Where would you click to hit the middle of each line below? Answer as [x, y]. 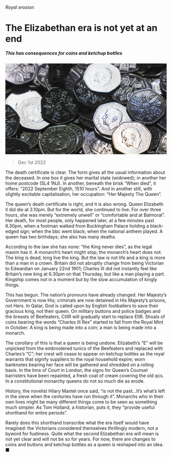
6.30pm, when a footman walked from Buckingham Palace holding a [77, 226]
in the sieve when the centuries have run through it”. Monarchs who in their [84, 396]
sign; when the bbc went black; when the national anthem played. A [91, 231]
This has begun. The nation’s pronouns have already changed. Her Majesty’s [86, 295]
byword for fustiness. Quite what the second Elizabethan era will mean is [82, 434]
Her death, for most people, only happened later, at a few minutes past [80, 221]
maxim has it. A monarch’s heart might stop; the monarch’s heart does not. [84, 252]
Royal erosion [20, 7]
